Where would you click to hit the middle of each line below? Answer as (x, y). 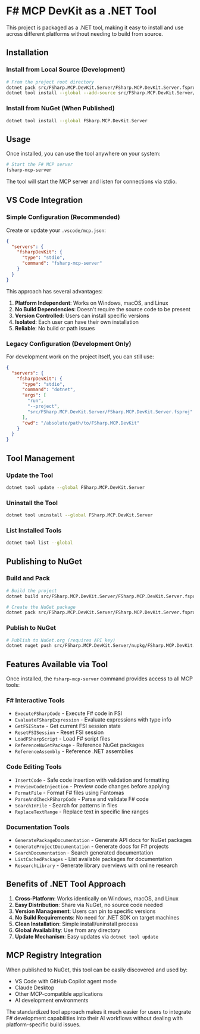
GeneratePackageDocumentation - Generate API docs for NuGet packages (103, 840)
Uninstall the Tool (32, 503)
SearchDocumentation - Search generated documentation (84, 853)
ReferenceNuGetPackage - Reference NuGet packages (79, 745)
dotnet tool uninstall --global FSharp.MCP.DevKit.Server (79, 515)
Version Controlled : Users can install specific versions (82, 315)
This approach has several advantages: (54, 291)
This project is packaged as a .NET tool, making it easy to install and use (95, 27)
